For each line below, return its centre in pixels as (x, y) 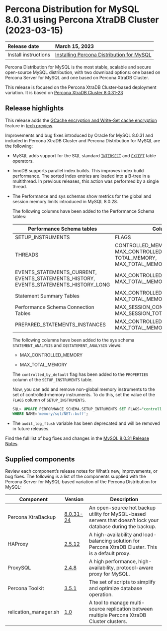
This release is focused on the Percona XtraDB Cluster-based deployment (81, 87)
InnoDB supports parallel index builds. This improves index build (78, 170)
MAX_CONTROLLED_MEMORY (51, 355)
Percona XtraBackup (32, 517)
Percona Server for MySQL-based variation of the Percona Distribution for (81, 482)
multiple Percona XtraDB (118, 615)
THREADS (27, 255)
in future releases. (31, 428)
